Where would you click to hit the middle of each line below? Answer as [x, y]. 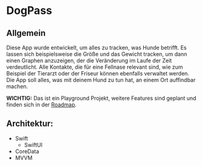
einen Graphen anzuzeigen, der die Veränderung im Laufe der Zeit [89, 61]
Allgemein [26, 33]
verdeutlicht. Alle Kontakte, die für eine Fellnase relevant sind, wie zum [95, 67]
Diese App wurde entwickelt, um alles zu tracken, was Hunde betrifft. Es [96, 47]
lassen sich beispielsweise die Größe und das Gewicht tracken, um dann [97, 54]
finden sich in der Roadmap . [42, 105]
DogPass [29, 11]
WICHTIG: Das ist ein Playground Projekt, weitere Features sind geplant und [101, 98]
